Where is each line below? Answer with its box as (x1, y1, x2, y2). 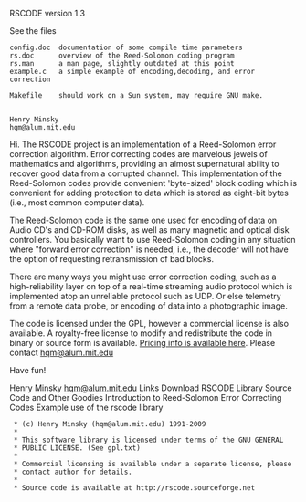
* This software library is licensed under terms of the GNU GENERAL (13, 435, 284, 444)
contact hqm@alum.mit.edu (9, 347, 114, 358)
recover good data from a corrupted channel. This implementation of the (9, 168, 283, 179)
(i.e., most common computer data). (9, 197, 145, 208)
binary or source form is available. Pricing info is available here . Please (9, 338, 276, 348)
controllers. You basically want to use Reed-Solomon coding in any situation (9, 235, 296, 245)
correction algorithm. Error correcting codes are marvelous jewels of (9, 149, 268, 159)
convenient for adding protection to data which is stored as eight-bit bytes (9, 187, 290, 198)
